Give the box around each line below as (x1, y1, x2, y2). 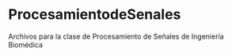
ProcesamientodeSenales (8, 6, 181, 24)
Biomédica (8, 39, 44, 49)
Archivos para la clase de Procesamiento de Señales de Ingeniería (8, 32, 224, 41)
